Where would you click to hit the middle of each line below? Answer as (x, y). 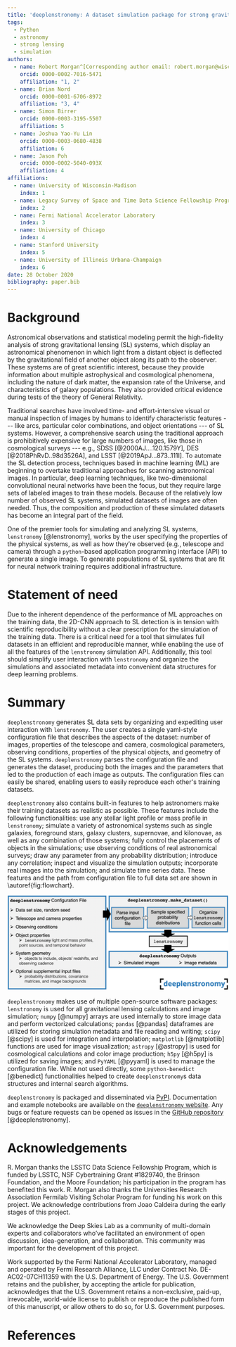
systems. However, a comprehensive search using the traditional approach (115, 434)
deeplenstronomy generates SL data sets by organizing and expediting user (115, 722)
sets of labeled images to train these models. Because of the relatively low (115, 493)
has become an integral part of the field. (66, 516)
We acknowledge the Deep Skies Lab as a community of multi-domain (109, 1226)
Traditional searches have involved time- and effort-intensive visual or (109, 411)
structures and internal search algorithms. (68, 1083)
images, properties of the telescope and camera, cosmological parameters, (116, 744)
